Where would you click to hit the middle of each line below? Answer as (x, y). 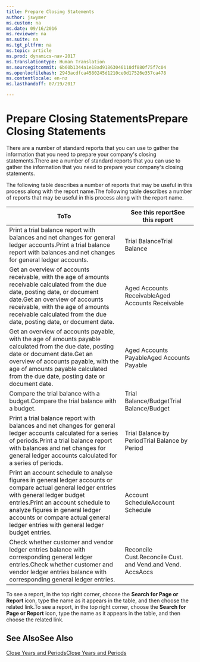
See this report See (158, 212)
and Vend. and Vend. (153, 564)
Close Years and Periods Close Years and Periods (66, 652)
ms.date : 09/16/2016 (32, 28)
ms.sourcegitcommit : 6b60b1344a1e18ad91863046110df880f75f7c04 (86, 67)
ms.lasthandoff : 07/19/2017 (41, 84)
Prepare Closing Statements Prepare (97, 119)
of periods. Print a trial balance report (61, 440)
